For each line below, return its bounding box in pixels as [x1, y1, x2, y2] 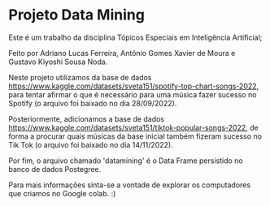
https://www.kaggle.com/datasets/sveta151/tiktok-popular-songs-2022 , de [8, 122, 259, 132]
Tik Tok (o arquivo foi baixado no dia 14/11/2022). [8, 139, 173, 149]
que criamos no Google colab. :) [8, 188, 116, 198]
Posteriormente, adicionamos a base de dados [8, 114, 165, 123]
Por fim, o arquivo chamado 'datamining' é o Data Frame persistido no [8, 156, 243, 165]
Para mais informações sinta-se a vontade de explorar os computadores [8, 180, 250, 190]
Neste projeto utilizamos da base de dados [8, 72, 152, 82]
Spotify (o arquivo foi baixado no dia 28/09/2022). [8, 98, 177, 108]
